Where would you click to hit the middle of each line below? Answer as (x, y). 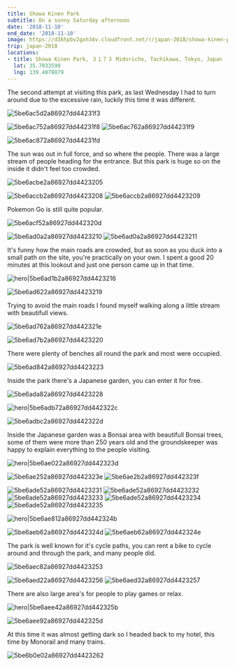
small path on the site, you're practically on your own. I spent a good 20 (111, 257)
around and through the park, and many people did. (81, 553)
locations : (23, 53)
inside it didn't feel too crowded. (54, 168)
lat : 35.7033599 (37, 66)
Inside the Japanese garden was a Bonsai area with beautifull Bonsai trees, (115, 435)
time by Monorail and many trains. (56, 642)
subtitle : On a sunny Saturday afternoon (69, 20)
